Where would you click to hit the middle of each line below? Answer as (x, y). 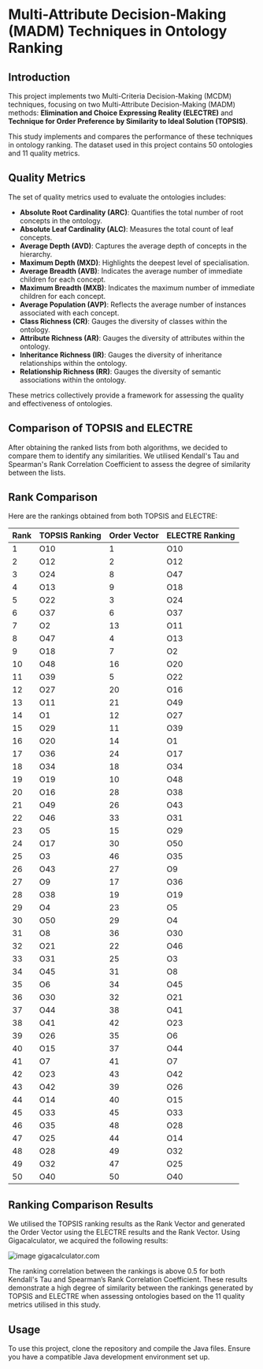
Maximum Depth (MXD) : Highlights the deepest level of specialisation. (134, 263)
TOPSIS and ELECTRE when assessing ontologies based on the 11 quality (127, 1296)
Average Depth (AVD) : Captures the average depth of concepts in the (133, 245)
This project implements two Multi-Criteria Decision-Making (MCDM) (120, 96)
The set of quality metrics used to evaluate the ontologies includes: (117, 197)
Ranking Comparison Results (81, 1205)
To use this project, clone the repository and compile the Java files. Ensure (129, 1348)
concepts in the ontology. (61, 220)
